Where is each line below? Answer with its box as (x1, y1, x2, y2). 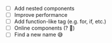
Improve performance (14, 12, 68, 19)
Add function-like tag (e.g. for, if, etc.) (14, 18, 107, 25)
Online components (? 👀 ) (14, 24, 75, 31)
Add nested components (14, 5, 75, 12)
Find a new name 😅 (14, 31, 63, 38)
